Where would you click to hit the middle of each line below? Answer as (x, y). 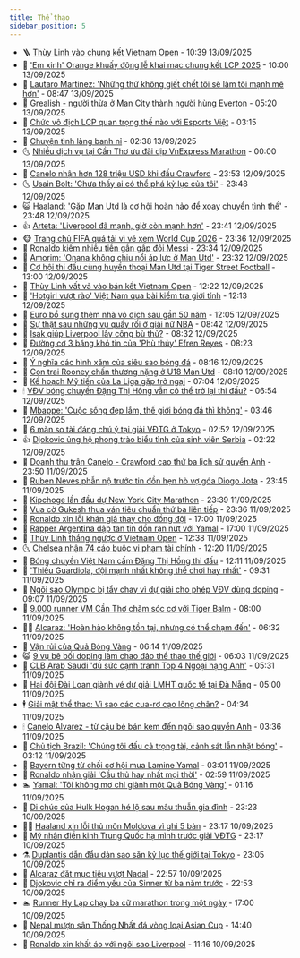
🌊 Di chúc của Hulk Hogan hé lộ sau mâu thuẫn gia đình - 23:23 (140, 807)
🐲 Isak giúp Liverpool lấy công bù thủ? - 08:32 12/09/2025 (130, 333)
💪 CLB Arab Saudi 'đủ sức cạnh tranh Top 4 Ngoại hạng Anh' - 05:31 (148, 665)
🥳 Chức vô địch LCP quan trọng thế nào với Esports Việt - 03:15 (139, 122)
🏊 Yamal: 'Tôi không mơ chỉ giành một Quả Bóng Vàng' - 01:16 (137, 784)
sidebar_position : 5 (48, 26)
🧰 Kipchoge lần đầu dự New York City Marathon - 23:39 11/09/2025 (147, 500)
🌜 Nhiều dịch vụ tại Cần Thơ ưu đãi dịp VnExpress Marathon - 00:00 (149, 151)
